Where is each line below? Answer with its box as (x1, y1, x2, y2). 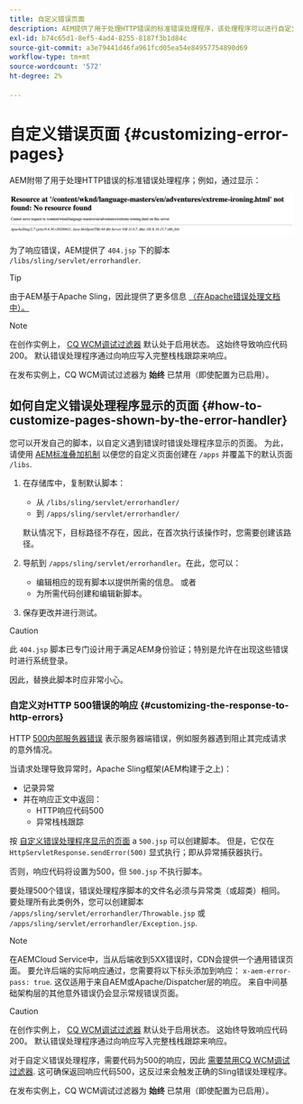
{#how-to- (201, 398, 262, 413)
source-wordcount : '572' (9, 62, 103, 71)
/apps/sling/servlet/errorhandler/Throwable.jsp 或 (9, 907, 206, 918)
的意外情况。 (9, 744, 57, 755)
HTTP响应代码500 (35, 805, 104, 815)
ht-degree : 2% (9, 72, 63, 81)
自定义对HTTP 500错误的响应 (9, 699, 139, 712)
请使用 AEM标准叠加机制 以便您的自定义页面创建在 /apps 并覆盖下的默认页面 (9, 449, 293, 460)
